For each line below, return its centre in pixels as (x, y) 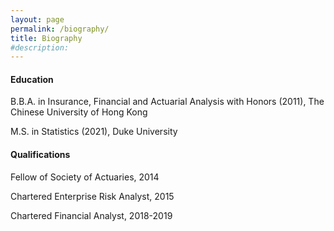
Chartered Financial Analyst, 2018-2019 (91, 215)
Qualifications (40, 155)
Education (32, 79)
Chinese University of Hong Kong (79, 112)
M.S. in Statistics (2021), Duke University (94, 132)
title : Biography (46, 38)
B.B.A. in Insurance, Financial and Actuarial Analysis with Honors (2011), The (167, 102)
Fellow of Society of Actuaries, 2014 (85, 177)
